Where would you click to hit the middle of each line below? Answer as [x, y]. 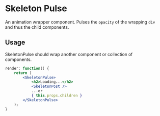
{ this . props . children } [57, 96]
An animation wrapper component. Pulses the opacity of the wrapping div [80, 22]
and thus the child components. [37, 27]
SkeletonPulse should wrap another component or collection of [69, 54]
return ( [23, 73]
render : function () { [27, 68]
